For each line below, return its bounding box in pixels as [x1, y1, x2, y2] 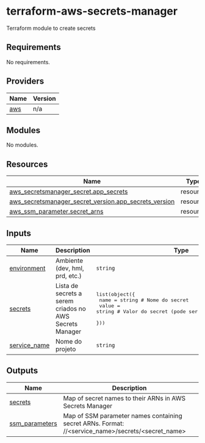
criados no [56, 304, 87, 312]
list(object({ [96, 291, 135, 297]
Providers [6, 76, 45, 87]
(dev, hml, [56, 264, 84, 272]
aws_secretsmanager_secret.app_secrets [9, 187, 128, 196]
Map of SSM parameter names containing [63, 411, 183, 420]
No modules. [6, 142, 38, 149]
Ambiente [56, 256, 84, 265]
